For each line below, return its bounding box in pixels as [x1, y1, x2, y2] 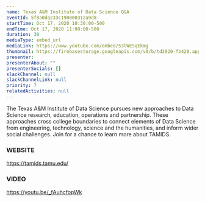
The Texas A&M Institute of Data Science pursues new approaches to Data [6, 105, 194, 112]
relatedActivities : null [6, 88, 70, 94]
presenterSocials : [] [6, 65, 62, 72]
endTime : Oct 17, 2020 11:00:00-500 [6, 26, 99, 32]
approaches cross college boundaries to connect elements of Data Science [6, 117, 196, 125]
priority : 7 [6, 83, 37, 89]
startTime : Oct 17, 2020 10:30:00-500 [6, 20, 105, 26]
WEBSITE [6, 145, 35, 154]
